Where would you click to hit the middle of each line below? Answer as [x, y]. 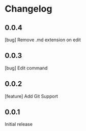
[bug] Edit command [26, 68]
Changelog [28, 9]
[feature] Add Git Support [31, 96]
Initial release [19, 124]
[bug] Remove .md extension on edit [43, 40]
